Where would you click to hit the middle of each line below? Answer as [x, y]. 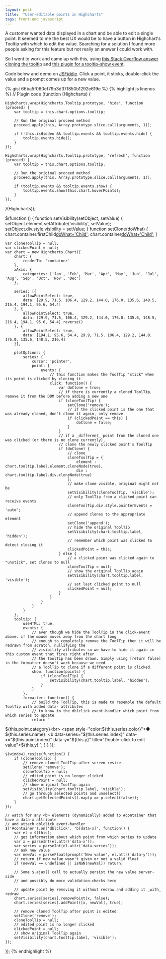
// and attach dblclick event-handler [45, 824]
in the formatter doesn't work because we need [55, 663]
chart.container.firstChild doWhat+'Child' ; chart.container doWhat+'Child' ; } [81, 234]
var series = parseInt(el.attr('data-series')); [65, 846]
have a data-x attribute [31, 820]
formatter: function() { [49, 698]
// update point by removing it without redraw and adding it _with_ [88, 890]
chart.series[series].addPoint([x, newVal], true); [69, 903]
